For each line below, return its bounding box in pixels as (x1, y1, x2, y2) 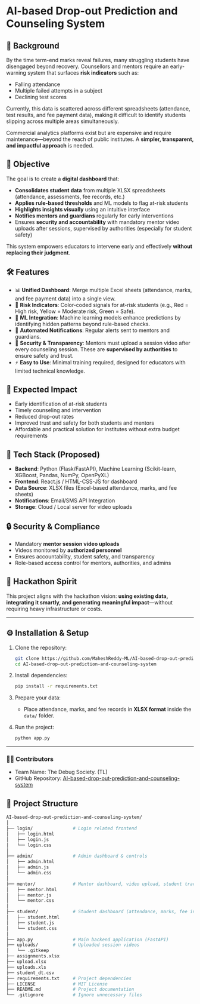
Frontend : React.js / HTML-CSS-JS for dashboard (14, 478, 137, 485)
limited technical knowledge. (14, 367, 85, 374)
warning (6, 69, 27, 76)
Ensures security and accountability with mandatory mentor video (14, 218, 180, 225)
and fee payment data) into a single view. (14, 294, 116, 302)
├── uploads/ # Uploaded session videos (6, 942, 140, 948)
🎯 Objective (6, 159, 50, 170)
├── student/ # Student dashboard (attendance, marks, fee (6, 909, 187, 915)
